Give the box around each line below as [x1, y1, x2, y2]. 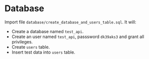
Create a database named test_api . [11, 28, 84, 34]
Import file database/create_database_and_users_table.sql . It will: [4, 19, 137, 25]
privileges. [11, 39, 33, 44]
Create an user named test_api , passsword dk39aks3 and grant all [11, 34, 145, 39]
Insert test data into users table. [11, 49, 75, 55]
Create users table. [11, 44, 50, 50]
